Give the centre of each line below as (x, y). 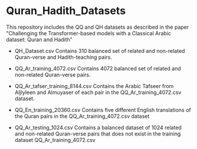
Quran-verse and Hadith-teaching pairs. (63, 57)
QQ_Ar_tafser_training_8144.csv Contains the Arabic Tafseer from (94, 86)
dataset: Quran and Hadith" (39, 39)
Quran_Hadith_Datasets (66, 11)
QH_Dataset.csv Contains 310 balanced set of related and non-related (100, 50)
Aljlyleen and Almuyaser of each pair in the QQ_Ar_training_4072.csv (98, 92)
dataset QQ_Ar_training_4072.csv (55, 140)
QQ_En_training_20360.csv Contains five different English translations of (103, 110)
